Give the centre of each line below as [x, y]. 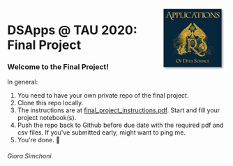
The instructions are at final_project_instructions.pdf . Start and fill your [119, 110]
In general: [23, 82]
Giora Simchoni [29, 156]
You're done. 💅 [39, 140]
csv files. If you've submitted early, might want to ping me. [102, 133]
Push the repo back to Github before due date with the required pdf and [120, 125]
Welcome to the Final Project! [58, 67]
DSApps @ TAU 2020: [72, 30]
